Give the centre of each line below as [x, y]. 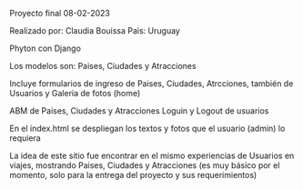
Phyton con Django [45, 48]
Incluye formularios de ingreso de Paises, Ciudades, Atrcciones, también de [151, 84]
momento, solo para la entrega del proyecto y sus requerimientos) [133, 175]
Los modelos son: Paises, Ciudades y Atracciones [103, 66]
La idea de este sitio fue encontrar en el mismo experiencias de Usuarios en [152, 155]
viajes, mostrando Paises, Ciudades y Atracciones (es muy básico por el [145, 165]
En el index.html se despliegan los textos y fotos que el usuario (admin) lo [147, 128]
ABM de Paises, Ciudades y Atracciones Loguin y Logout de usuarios [139, 111]
